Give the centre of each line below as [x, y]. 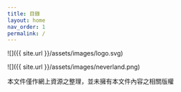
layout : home [26, 20]
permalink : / [26, 33]
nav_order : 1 [26, 27]
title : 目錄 [24, 14]
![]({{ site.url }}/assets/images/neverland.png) [74, 67]
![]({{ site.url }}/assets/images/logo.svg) [65, 53]
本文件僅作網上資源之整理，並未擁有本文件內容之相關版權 [90, 81]
